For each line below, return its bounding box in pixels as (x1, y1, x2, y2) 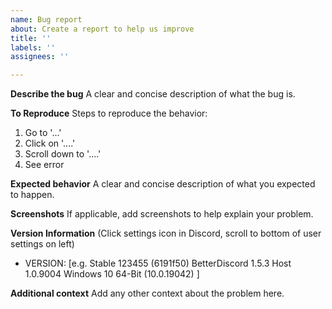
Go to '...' (24, 127, 62, 139)
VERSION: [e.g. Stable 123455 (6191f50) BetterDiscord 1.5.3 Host (24, 257, 292, 270)
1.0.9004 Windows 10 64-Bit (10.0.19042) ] (24, 268, 200, 280)
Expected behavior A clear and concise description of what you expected (10, 178, 316, 190)
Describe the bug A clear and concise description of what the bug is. (10, 88, 296, 100)
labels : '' (10, 42, 56, 53)
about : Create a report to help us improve (10, 24, 195, 34)
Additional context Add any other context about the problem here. (10, 287, 285, 300)
